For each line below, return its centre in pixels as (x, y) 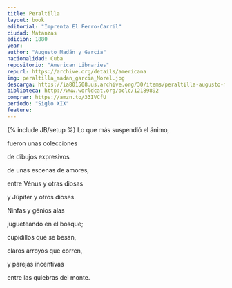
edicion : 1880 (28, 39)
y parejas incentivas (36, 264)
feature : (20, 110)
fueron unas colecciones (42, 143)
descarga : (21, 84)
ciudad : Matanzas (32, 33)
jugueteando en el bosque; (45, 224)
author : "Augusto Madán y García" (57, 53)
